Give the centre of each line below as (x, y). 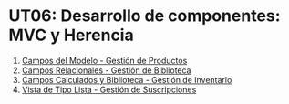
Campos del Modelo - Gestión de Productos (104, 60)
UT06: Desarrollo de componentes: (144, 16)
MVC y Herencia (71, 35)
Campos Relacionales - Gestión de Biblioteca (106, 70)
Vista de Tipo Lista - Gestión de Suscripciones (109, 89)
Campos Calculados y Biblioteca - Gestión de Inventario (127, 79)
